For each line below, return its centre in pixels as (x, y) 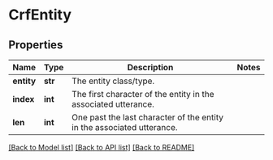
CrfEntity (40, 15)
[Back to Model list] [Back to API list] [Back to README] (102, 147)
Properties (36, 45)
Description (150, 67)
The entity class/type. (113, 81)
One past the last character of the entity (147, 117)
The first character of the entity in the (143, 94)
